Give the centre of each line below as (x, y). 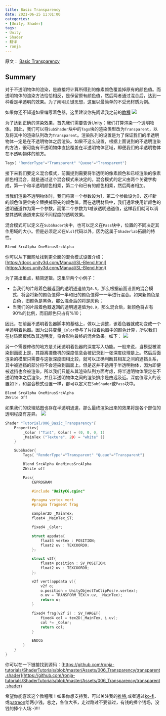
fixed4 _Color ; (47, 527)
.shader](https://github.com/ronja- (40, 675)
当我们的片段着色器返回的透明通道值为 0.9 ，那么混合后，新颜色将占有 (83, 307)
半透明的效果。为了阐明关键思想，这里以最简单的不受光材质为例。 (85, 102)
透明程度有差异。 (22, 414)
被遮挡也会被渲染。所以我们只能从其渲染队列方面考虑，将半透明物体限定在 (81, 371)
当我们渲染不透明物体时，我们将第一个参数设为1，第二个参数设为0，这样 (79, 196)
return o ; (50, 600)
